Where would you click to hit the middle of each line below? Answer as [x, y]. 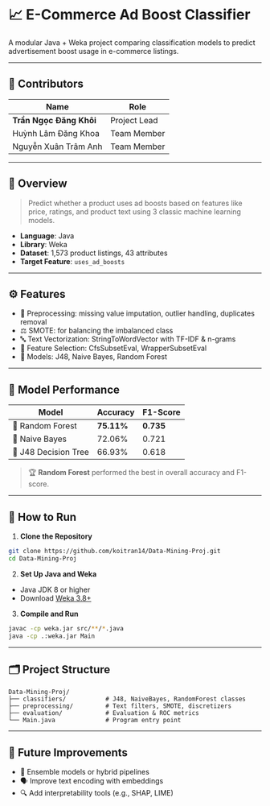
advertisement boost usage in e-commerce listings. [94, 51]
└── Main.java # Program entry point [95, 721]
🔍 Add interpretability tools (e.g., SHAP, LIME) [97, 793]
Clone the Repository [56, 536]
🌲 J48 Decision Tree [51, 453]
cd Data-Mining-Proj [43, 558]
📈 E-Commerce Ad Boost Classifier [129, 15]
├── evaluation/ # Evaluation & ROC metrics [104, 713]
